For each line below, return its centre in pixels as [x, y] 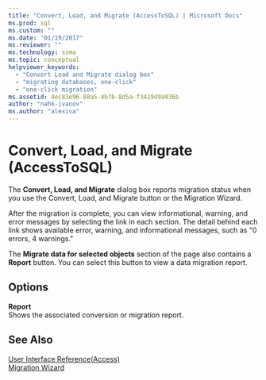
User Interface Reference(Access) [64, 359]
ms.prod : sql [30, 23]
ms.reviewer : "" [35, 45]
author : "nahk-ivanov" [46, 104]
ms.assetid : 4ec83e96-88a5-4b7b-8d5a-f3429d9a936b [94, 97]
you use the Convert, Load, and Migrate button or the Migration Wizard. [125, 198]
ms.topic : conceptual [44, 60]
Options [29, 288]
